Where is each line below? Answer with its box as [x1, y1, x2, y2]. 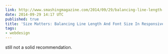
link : [5, 7, 16, 12]
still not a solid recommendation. [5, 44, 72, 50]
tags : [5, 26, 16, 31]
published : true [5, 16, 39, 21]
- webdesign [5, 30, 30, 35]
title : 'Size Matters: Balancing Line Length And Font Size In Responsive [5, 21, 164, 26]
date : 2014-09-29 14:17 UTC [5, 12, 64, 17]
